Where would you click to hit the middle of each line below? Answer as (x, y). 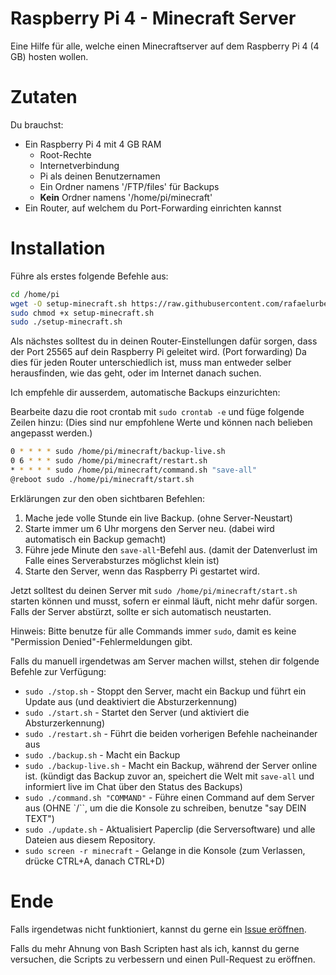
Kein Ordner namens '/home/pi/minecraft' (126, 197)
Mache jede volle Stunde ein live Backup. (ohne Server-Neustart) (158, 518)
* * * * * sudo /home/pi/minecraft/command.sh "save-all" (133, 470)
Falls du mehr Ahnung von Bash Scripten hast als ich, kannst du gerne (155, 948)
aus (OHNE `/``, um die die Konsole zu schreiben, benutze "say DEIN (165, 808)
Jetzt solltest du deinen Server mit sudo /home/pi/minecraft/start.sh (154, 590)
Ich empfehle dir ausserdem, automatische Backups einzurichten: (145, 393)
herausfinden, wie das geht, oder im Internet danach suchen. (136, 373)
